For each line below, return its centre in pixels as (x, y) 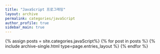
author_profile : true (27, 23)
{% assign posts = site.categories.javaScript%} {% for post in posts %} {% (80, 41)
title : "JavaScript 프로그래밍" (35, 9)
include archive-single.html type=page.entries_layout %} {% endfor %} (77, 46)
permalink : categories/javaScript (40, 18)
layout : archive (21, 14)
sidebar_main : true (25, 27)
